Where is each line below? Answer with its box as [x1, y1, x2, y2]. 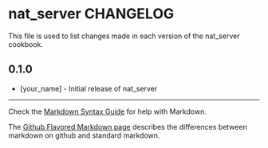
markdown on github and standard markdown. [8, 130, 160, 140]
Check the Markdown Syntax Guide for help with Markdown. [8, 107, 207, 116]
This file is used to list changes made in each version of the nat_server [8, 31, 240, 41]
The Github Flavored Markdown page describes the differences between [8, 122, 247, 131]
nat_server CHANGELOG [8, 5, 174, 23]
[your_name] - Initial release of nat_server [19, 84, 158, 93]
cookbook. [8, 39, 44, 49]
